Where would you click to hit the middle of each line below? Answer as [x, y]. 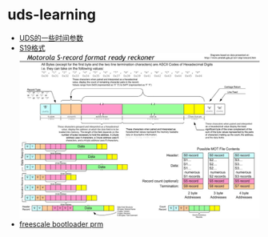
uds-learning [52, 15]
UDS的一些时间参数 [51, 38]
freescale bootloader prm [61, 224]
